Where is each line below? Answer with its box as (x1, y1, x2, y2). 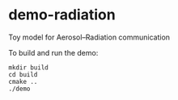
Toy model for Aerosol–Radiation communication (8, 32, 171, 42)
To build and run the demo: (8, 48, 99, 57)
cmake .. (8, 77, 38, 85)
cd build (8, 70, 38, 78)
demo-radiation (8, 6, 116, 24)
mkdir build (8, 63, 49, 72)
